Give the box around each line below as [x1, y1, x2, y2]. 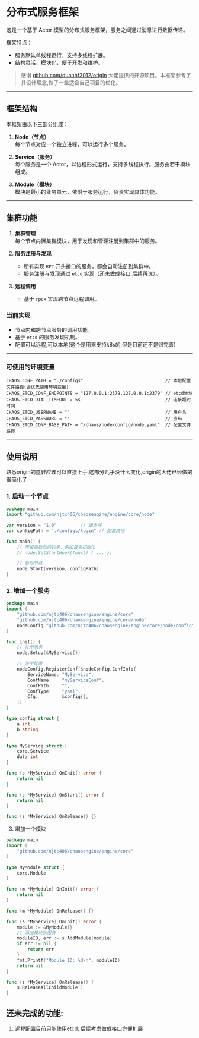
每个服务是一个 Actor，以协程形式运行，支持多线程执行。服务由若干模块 [14, 161, 191, 168]
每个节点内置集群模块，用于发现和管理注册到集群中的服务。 [14, 237, 161, 244]
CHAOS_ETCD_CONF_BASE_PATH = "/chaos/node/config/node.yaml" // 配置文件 [6, 422, 191, 428]
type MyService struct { [6, 743, 68, 749]
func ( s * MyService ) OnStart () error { [6, 792, 105, 798]
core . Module [17, 870, 46, 876]
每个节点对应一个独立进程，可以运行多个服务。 [14, 140, 129, 147]
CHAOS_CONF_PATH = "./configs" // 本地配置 [6, 378, 191, 384]
